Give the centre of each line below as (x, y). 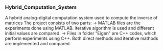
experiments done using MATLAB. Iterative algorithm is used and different (80, 28)
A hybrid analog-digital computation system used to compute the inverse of (81, 18)
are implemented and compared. (38, 44)
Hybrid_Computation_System (41, 7)
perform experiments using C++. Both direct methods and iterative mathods (81, 38)
